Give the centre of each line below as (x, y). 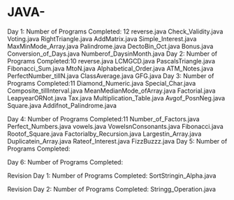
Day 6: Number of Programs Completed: (65, 162)
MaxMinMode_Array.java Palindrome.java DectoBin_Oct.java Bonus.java (110, 46)
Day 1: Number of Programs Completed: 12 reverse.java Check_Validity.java (115, 31)
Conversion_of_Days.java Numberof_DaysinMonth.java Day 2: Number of (112, 54)
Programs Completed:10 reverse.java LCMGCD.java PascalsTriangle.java (111, 61)
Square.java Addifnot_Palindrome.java (62, 105)
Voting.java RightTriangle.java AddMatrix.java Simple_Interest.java (102, 38)
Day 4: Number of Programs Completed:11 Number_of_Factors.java (104, 118)
